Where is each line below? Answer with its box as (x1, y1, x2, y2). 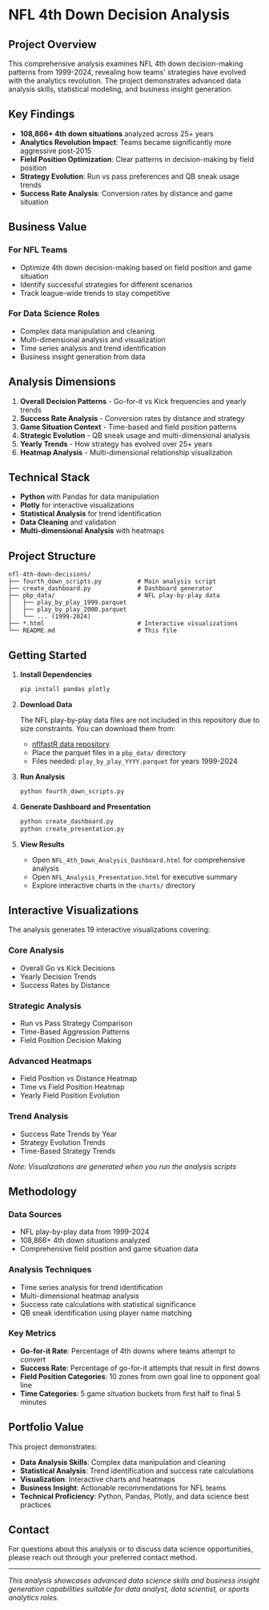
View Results (19, 839, 66, 849)
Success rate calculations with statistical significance (19, 1299, 196, 1309)
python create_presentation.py (19, 824, 125, 833)
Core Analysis (8, 945, 65, 956)
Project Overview (8, 38, 97, 51)
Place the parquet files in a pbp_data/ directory (31, 747, 187, 757)
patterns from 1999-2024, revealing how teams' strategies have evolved (8, 67, 247, 77)
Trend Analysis (8, 1110, 69, 1122)
